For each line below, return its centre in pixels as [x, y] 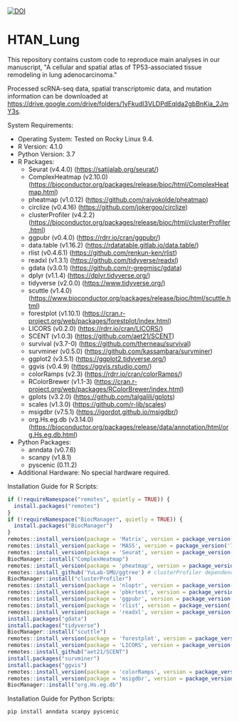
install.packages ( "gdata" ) [47, 619]
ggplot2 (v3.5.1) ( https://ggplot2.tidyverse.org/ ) [97, 359]
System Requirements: [41, 125]
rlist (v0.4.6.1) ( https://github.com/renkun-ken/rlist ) [103, 253]
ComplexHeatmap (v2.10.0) [68, 177]
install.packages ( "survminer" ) [54, 659]
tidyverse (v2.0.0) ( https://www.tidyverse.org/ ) [97, 283]
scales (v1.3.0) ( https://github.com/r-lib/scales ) [97, 404]
